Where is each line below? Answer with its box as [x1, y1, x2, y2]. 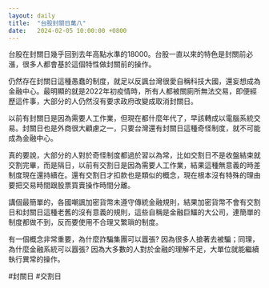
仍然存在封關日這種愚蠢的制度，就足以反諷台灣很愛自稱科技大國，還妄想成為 [8, 77, 261, 86]
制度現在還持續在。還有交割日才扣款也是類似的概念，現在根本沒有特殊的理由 [8, 170, 261, 180]
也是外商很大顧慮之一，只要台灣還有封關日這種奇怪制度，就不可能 [42, 123, 261, 133]
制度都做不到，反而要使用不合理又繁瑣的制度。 [8, 218, 163, 227]
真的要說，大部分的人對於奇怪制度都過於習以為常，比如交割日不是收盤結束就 [8, 150, 261, 160]
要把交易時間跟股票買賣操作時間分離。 [8, 181, 134, 190]
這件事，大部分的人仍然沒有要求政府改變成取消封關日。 [14, 97, 198, 106]
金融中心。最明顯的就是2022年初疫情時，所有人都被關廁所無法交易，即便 [8, 86, 251, 96]
